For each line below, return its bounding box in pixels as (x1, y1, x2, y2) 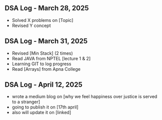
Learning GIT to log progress (11, 61, 71, 67)
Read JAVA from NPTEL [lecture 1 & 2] (11, 55, 91, 61)
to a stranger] (11, 99, 40, 105)
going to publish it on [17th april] (11, 104, 78, 110)
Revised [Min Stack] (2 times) (11, 50, 73, 56)
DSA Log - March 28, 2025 (4, 4, 89, 12)
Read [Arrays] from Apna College (11, 66, 81, 72)
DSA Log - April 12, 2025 (4, 81, 83, 89)
